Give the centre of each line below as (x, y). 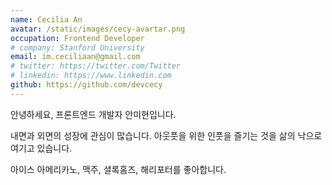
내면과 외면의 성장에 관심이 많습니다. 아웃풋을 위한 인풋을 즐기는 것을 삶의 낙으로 (166, 135)
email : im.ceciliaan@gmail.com (75, 57)
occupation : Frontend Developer (77, 38)
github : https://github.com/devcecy (86, 85)
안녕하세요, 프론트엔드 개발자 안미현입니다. (93, 114)
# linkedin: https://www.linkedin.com (91, 76)
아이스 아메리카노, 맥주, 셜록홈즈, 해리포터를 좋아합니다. (118, 169)
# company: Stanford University (77, 47)
